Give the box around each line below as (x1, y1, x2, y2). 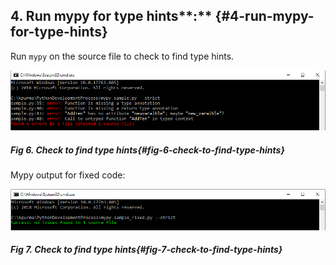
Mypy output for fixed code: (10, 169, 126, 181)
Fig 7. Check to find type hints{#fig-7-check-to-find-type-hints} (10, 244, 283, 256)
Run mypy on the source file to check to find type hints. (10, 50, 235, 62)
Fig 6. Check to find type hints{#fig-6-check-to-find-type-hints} (10, 144, 285, 156)
